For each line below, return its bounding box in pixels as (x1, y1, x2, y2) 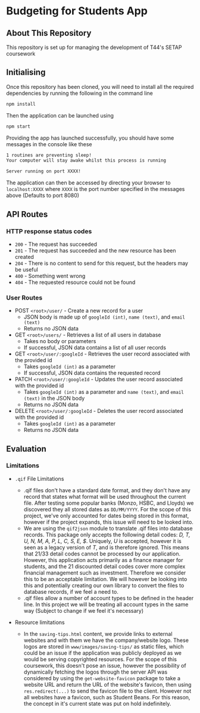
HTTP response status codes (6, 227, 92, 235)
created (14, 253, 35, 260)
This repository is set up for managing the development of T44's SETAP (6, 44, 182, 51)
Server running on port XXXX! (6, 168, 82, 174)
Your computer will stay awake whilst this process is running (6, 158, 167, 163)
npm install (6, 101, 36, 107)
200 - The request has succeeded (14, 240, 97, 248)
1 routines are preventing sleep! (6, 152, 92, 158)
